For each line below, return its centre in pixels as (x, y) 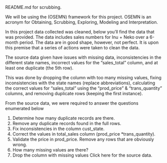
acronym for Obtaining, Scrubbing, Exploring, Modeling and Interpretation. (82, 22)
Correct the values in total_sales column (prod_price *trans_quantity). (84, 134)
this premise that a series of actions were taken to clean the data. (72, 48)
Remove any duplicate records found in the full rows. (67, 123)
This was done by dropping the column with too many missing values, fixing (83, 78)
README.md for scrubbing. (33, 7)
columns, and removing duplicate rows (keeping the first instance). (74, 93)
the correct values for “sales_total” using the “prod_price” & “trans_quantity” (84, 88)
